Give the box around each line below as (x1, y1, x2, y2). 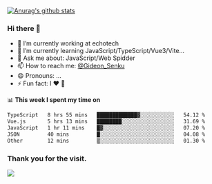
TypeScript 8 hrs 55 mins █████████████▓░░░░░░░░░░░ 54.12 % (7, 112, 206, 119)
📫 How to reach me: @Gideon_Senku (17, 62, 125, 70)
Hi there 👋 (7, 23, 41, 33)
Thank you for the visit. (7, 154, 87, 163)
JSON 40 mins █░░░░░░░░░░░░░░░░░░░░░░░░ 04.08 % (7, 131, 206, 138)
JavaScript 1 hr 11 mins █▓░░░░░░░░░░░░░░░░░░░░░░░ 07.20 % (7, 125, 206, 132)
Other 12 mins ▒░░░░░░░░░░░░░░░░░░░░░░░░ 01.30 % (7, 137, 206, 144)
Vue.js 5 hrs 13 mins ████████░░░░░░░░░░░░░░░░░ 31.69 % (7, 118, 206, 125)
